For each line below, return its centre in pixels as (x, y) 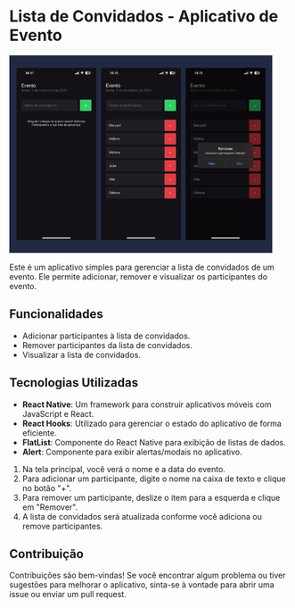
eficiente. (39, 433)
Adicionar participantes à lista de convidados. (106, 336)
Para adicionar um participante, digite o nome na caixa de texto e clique (154, 479)
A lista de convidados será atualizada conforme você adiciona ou (142, 516)
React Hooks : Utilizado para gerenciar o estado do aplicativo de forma (152, 423)
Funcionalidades (57, 314)
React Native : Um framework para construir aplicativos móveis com (147, 404)
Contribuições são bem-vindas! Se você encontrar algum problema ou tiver (148, 575)
